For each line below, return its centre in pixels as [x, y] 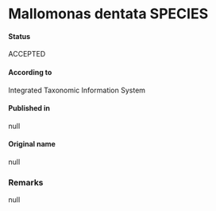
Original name [32, 144]
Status [19, 36]
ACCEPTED [27, 54]
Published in [29, 108]
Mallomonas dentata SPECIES [108, 14]
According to [30, 72]
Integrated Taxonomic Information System [77, 90]
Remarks [26, 182]
